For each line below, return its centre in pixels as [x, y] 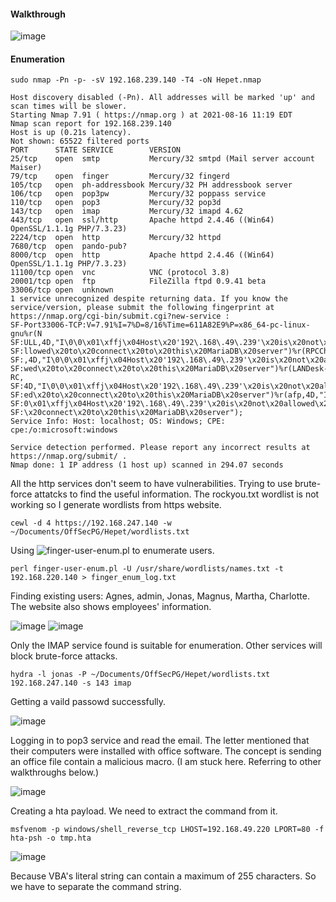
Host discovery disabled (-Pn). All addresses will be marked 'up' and [162, 98]
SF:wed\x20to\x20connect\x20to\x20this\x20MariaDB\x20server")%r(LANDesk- [169, 369]
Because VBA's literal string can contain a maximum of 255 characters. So [163, 876]
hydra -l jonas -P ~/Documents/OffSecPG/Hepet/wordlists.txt [140, 675]
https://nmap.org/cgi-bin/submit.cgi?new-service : [120, 316]
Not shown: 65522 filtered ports [80, 141]
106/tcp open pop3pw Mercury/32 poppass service [138, 194]
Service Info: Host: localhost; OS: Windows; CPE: [118, 421]
